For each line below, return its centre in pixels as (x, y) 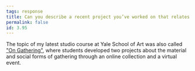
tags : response (25, 11)
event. (14, 63)
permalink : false (27, 22)
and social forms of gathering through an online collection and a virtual (92, 56)
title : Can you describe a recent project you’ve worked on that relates (98, 17)
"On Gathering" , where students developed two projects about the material (96, 51)
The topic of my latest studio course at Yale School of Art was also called (94, 44)
